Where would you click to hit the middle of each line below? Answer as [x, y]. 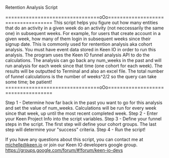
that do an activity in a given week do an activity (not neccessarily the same [84, 28]
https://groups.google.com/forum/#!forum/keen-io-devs [64, 150]
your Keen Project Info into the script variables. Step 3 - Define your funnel [83, 119]
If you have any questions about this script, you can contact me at [74, 139]
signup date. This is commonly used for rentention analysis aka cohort [79, 44]
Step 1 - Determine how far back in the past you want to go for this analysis [84, 103]
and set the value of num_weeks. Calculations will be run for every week [81, 108]
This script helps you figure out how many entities [106, 23]
